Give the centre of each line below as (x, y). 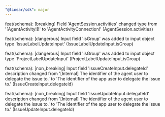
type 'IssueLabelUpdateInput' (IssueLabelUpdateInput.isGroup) (69, 44)
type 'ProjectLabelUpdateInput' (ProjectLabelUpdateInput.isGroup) (73, 58)
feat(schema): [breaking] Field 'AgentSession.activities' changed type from (81, 24)
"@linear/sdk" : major (27, 10)
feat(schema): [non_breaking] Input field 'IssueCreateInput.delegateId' (77, 68)
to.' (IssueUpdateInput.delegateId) (40, 109)
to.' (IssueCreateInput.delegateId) (39, 84)
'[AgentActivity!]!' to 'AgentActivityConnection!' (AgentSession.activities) (79, 29)
